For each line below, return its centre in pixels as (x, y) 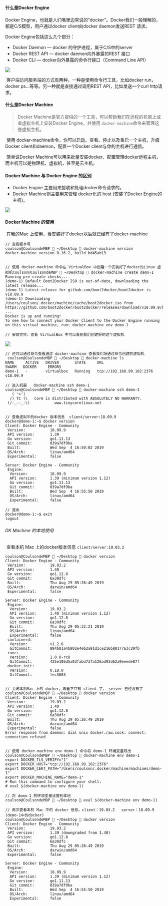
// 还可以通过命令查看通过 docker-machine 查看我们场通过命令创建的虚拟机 (75, 354)
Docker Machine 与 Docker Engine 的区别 (48, 175)
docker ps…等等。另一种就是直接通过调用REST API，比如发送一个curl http (82, 86)
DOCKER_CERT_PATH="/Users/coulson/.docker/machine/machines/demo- (91, 768)
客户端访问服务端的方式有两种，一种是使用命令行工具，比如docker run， (81, 80)
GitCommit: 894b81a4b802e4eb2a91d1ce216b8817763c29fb (75, 648)
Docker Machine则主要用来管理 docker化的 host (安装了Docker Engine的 (87, 194)
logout (12, 519)
